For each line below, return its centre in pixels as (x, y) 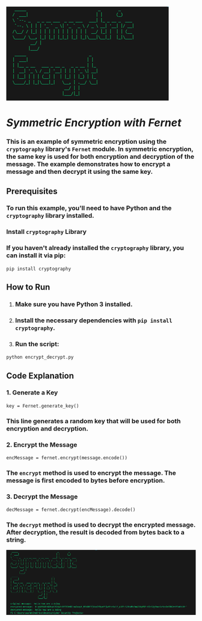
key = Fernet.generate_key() (43, 406)
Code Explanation (40, 375)
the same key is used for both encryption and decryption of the (100, 157)
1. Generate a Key (32, 393)
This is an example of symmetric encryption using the (87, 142)
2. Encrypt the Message (42, 444)
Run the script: (37, 344)
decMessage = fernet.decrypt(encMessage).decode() (71, 510)
